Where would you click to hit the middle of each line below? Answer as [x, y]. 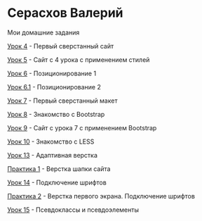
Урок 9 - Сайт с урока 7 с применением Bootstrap [82, 127]
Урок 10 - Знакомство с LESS [51, 141]
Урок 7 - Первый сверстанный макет [62, 101]
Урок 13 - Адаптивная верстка [53, 155]
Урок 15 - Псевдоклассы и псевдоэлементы [73, 210]
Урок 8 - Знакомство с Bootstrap [56, 114]
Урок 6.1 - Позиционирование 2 [54, 87]
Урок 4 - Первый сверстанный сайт [61, 46]
